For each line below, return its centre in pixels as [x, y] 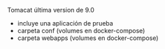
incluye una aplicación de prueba [65, 23]
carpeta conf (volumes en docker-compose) [81, 31]
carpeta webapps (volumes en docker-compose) [88, 38]
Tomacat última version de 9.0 [51, 10]
